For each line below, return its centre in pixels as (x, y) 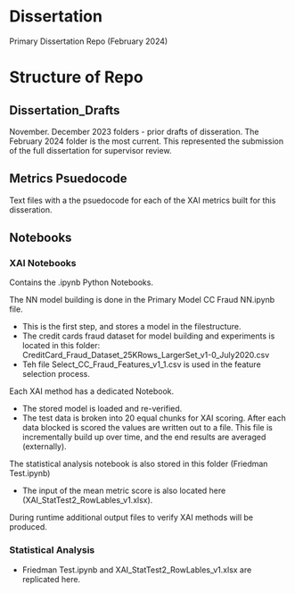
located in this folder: (61, 346)
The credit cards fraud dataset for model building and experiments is (148, 336)
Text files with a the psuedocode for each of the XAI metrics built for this (143, 200)
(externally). (44, 447)
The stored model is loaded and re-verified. (102, 409)
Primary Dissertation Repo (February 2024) (89, 41)
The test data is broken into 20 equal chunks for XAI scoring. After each (154, 418)
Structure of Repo (77, 77)
